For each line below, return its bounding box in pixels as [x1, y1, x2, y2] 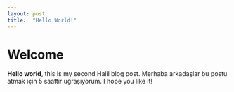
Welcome [7, 47, 64, 63]
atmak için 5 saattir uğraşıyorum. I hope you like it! [7, 77, 153, 86]
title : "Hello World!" [7, 17, 77, 24]
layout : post [7, 10, 46, 17]
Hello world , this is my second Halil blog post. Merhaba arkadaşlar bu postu [7, 70, 228, 78]
